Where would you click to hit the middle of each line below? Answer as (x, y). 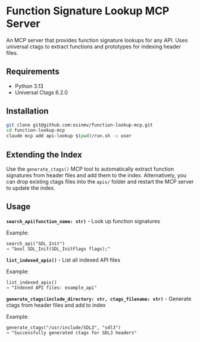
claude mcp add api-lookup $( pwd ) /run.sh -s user (69, 136)
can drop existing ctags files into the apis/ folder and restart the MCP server (100, 181)
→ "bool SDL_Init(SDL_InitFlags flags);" (58, 249)
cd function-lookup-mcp (36, 130)
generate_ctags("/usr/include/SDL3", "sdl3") (63, 327)
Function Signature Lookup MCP (88, 11)
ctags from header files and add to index (56, 305)
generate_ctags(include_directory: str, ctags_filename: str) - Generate (99, 298)
